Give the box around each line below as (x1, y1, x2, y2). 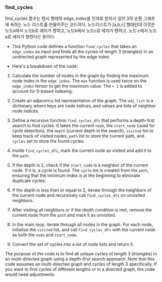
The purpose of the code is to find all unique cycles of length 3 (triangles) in (5, 251, 157, 257)
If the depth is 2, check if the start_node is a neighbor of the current (12, 162, 148, 168)
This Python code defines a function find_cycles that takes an (12, 43, 137, 50)
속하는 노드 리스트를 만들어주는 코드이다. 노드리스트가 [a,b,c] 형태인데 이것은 (10, 21, 155, 28)
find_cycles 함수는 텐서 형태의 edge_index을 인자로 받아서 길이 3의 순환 (5, 16, 142, 21)
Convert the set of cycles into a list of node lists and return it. (12, 242, 134, 247)
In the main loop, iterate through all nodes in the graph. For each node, (12, 222, 153, 227)
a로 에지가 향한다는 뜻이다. (5, 34, 56, 40)
